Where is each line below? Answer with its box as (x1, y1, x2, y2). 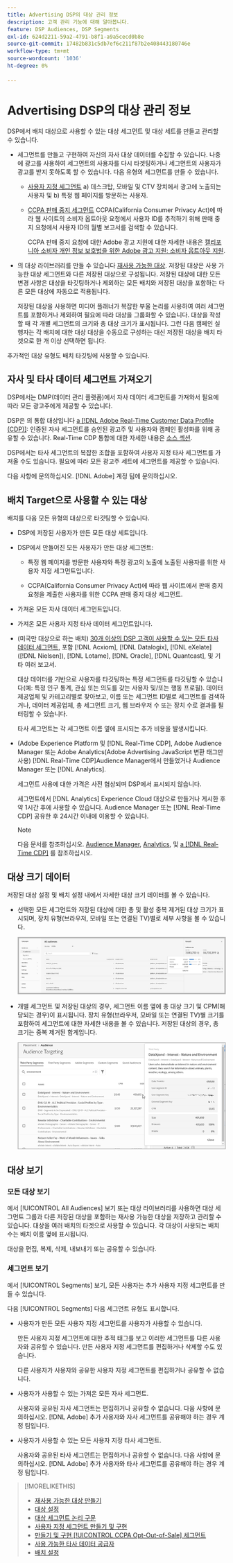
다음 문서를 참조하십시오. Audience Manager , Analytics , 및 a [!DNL (17, 840, 202, 848)
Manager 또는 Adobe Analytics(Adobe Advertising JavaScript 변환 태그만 (17, 748, 224, 756)
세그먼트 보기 (7, 1264, 49, 1273)
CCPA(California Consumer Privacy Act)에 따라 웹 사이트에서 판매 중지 (27, 582, 223, 590)
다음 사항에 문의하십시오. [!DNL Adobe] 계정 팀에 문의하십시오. (7, 472, 178, 480)
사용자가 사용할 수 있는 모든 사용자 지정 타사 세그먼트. (17, 1435, 162, 1444)
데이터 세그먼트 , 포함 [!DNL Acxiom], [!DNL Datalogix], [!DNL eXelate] (17, 643, 212, 652)
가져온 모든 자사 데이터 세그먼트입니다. (17, 605, 121, 613)
